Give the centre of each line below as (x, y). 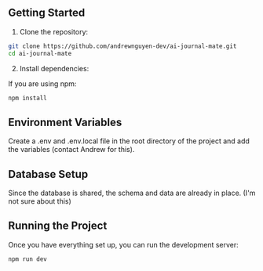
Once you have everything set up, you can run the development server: (124, 244)
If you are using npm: (42, 83)
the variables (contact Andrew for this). (71, 150)
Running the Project (58, 226)
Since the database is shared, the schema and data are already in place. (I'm (132, 193)
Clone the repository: (54, 31)
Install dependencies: (54, 68)
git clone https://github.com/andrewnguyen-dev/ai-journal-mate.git (122, 46)
